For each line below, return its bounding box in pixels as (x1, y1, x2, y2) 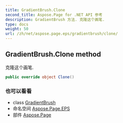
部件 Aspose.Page (12, 112, 51, 118)
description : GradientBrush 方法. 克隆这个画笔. (5, 17, 105, 22)
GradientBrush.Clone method (5, 50, 101, 59)
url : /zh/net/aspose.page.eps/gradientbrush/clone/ (5, 31, 118, 36)
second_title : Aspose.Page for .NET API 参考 (5, 12, 102, 17)
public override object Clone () (5, 75, 74, 80)
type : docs (5, 21, 29, 27)
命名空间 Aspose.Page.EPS (12, 105, 70, 111)
